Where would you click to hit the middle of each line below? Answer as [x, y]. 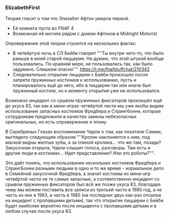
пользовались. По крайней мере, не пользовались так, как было [82, 64]
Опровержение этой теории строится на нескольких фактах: [71, 43]
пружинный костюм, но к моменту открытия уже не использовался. [87, 91]
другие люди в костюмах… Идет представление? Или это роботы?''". [80, 153]
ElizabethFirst [23, 8]
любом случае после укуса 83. [39, 211]
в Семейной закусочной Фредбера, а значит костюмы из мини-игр [78, 174]
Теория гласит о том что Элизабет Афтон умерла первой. [67, 19]
